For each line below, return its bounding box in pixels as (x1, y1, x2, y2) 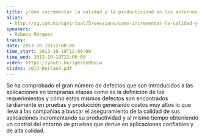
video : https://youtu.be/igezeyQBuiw (6, 59, 103, 66)
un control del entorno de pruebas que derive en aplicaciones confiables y (6, 121, 194, 128)
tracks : (6, 37, 26, 43)
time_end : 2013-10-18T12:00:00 (6, 54, 86, 60)
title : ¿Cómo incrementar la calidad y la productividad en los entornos (6, 8, 198, 15)
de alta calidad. (6, 127, 45, 134)
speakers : (6, 25, 32, 32)
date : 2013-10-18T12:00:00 (6, 43, 75, 49)
